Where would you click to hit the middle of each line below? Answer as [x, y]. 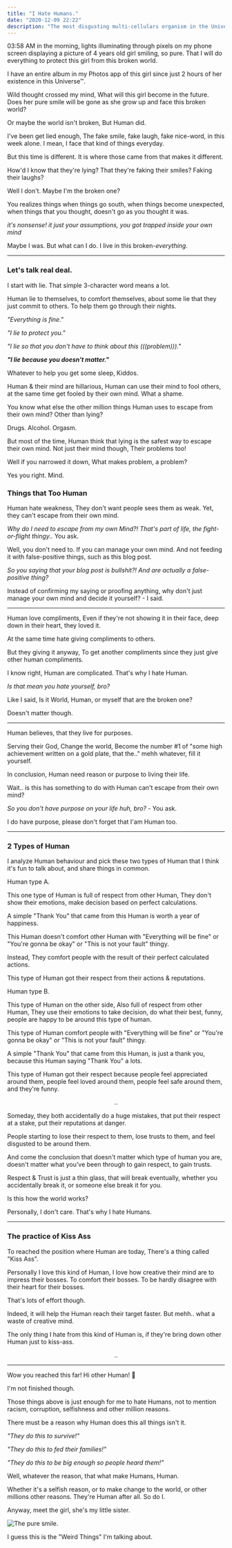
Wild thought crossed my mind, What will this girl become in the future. [108, 95]
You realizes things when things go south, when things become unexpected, [116, 204]
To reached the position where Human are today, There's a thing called [108, 1251]
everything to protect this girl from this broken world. [82, 61]
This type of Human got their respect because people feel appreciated [107, 1074]
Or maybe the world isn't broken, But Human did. [77, 123]
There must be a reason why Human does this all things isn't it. [97, 1422]
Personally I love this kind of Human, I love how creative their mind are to [111, 1272]
